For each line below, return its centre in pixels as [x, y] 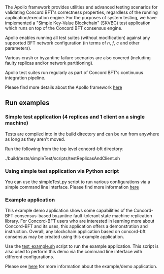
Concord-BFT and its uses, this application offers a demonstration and [77, 226]
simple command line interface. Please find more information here [72, 187]
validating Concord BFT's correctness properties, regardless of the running [82, 12]
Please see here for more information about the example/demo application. [81, 267]
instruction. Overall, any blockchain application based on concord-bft [75, 232]
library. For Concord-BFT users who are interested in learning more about [80, 221]
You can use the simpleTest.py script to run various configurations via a [78, 182]
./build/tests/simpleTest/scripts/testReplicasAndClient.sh [63, 158]
